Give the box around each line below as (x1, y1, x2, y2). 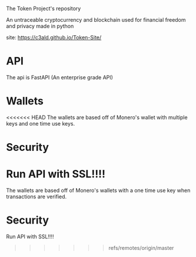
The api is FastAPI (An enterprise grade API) (6, 73, 114, 81)
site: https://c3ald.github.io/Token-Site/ (6, 34, 102, 40)
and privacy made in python (6, 23, 74, 29)
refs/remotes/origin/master (108, 244, 174, 251)
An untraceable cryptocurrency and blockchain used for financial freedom (6, 16, 187, 23)
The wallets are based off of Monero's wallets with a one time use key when (6, 187, 191, 194)
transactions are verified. (6, 193, 67, 200)
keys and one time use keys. (6, 120, 75, 127)
